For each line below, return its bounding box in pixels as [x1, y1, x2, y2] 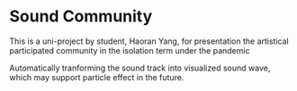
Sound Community [9, 6, 153, 27]
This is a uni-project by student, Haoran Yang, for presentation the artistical [9, 36, 290, 46]
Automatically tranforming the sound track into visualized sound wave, [9, 62, 271, 73]
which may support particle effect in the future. [9, 71, 184, 82]
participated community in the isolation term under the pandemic [9, 45, 250, 55]
